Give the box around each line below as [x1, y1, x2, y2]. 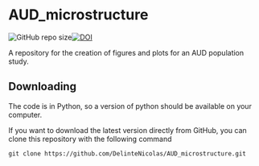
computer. [8, 110, 43, 119]
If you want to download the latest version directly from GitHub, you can [8, 125, 247, 135]
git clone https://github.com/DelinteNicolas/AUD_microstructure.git [8, 149, 247, 158]
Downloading [8, 80, 76, 93]
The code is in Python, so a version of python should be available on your [8, 101, 252, 110]
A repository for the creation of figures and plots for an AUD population [8, 48, 245, 57]
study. [8, 56, 30, 66]
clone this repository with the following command [8, 134, 172, 143]
